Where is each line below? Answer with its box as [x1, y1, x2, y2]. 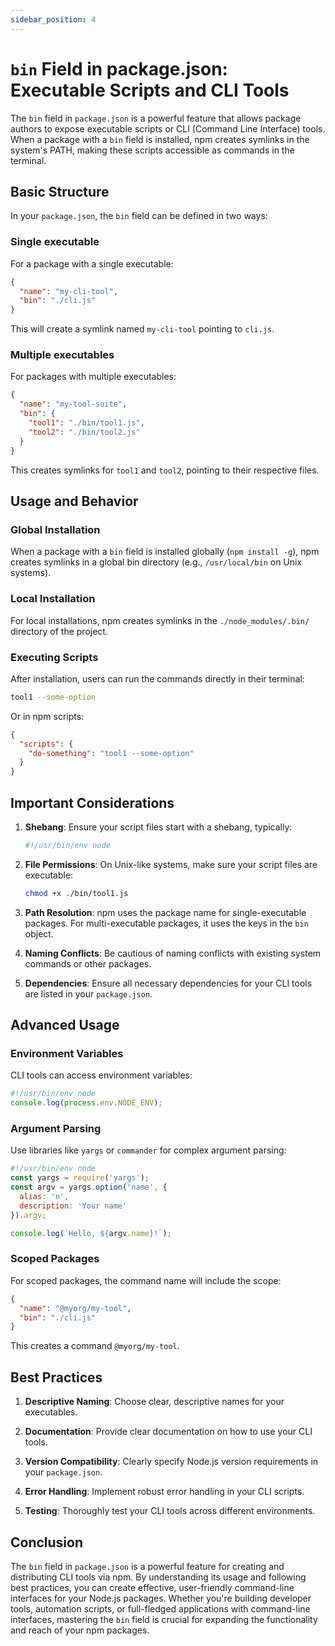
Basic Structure [10, 183, 110, 200]
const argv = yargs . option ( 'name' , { [10, 1182, 168, 1193]
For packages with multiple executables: [10, 371, 177, 383]
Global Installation [10, 522, 101, 536]
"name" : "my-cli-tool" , [19, 286, 118, 296]
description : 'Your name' [19, 1201, 128, 1211]
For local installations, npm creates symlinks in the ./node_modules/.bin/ [10, 614, 310, 626]
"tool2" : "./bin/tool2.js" [28, 427, 141, 437]
